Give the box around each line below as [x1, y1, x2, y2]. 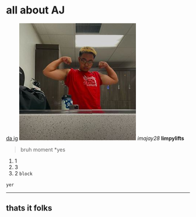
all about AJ [6, 4, 65, 17]
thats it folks [6, 203, 52, 213]
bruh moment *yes [20, 146, 66, 153]
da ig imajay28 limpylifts [6, 135, 185, 142]
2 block [14, 170, 33, 177]
